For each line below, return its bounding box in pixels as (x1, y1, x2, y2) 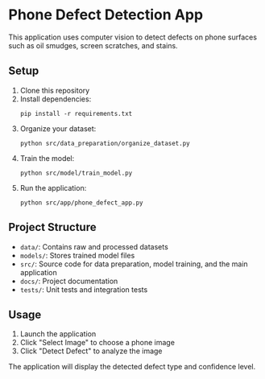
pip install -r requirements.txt (19, 109, 133, 117)
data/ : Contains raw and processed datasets (19, 241, 169, 251)
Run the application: (19, 183, 87, 192)
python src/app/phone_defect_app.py (19, 199, 143, 207)
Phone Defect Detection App (8, 6, 204, 24)
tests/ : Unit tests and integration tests (19, 284, 148, 295)
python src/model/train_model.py (19, 169, 133, 177)
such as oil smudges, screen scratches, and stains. (8, 40, 179, 50)
